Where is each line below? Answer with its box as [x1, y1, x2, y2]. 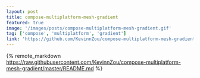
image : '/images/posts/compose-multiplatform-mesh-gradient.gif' [6, 25, 171, 31]
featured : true [6, 19, 44, 25]
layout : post [6, 8, 39, 15]
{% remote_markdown [6, 53, 61, 59]
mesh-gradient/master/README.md [6, 65, 94, 71]
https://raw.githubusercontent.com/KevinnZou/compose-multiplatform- [6, 58, 182, 66]
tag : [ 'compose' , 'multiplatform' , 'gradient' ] [6, 31, 127, 37]
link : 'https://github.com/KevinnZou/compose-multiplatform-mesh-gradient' [6, 36, 198, 42]
